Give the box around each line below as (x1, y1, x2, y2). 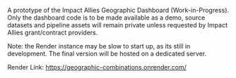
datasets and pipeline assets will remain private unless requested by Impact (7, 21, 228, 29)
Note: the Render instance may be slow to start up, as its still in (7, 42, 191, 50)
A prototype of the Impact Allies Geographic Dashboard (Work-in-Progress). (7, 6, 230, 14)
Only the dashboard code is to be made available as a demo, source (7, 13, 206, 22)
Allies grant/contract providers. (7, 28, 98, 37)
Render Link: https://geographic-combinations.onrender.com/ (7, 63, 187, 71)
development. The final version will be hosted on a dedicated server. (7, 49, 207, 58)
